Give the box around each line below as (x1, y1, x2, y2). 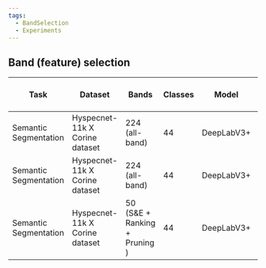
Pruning (125, 237, 155, 248)
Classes (163, 89, 195, 100)
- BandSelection (15, 19, 69, 27)
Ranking (125, 217, 156, 228)
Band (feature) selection (8, 56, 131, 69)
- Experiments (15, 26, 62, 34)
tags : (8, 11, 26, 20)
